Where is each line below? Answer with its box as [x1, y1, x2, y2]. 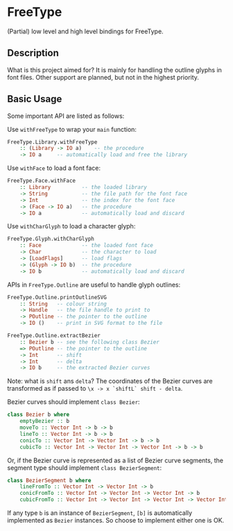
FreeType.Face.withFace [7, 178, 76, 185]
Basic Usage [7, 93, 62, 105]
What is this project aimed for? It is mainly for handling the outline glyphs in [7, 65, 222, 74]
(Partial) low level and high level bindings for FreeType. [7, 27, 164, 35]
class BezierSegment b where [7, 477, 92, 484]
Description [7, 47, 59, 59]
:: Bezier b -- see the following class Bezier [19, 338, 159, 346]
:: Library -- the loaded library [19, 184, 148, 191]
